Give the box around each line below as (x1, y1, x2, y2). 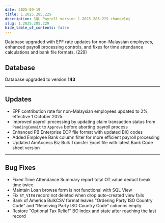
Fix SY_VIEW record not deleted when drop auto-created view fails (12, 192, 144, 198)
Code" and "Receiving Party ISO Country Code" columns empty (12, 202, 141, 208)
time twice (12, 182, 33, 188)
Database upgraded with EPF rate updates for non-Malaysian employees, (5, 39, 154, 45)
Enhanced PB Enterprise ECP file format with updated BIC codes (12, 129, 143, 135)
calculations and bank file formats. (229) (5, 50, 87, 55)
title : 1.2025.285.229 (5, 12, 52, 17)
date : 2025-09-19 (5, 7, 41, 12)
